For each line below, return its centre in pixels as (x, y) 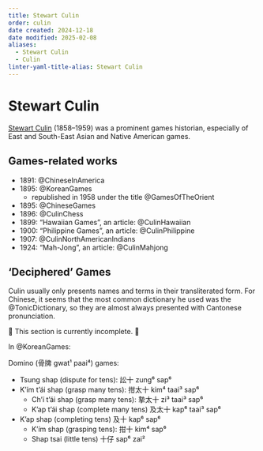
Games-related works (63, 162)
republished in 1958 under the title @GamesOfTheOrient (123, 197)
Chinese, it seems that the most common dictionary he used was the (120, 299)
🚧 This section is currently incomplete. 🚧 (74, 332)
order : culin (30, 23)
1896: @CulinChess (52, 213)
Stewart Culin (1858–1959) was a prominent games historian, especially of (128, 128)
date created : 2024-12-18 (51, 30)
